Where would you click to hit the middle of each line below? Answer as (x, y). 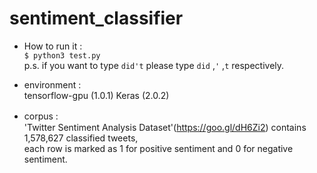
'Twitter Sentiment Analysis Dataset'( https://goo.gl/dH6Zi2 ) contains (165, 127)
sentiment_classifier (96, 18)
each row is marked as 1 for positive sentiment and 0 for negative (158, 148)
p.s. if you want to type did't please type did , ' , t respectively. (154, 65)
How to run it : (53, 46)
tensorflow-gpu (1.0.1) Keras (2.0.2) (96, 95)
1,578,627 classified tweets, (81, 138)
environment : (52, 84)
